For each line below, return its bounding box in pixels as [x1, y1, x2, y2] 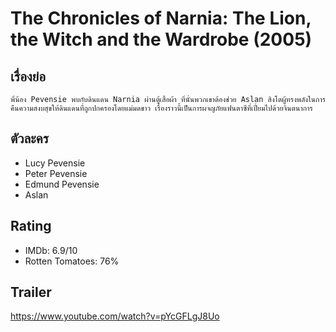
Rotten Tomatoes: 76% [24, 255, 120, 267]
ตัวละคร [10, 130, 50, 147]
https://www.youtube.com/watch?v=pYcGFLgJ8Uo [10, 310, 220, 322]
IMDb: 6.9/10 [24, 244, 78, 256]
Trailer [10, 284, 52, 301]
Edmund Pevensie [24, 178, 100, 190]
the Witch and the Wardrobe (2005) [10, 28, 313, 51]
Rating [10, 218, 52, 235]
